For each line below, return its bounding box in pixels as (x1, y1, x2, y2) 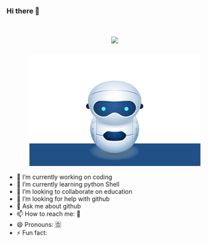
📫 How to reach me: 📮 (16, 209, 81, 218)
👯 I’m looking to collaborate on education (16, 187, 132, 195)
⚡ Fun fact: (16, 228, 47, 237)
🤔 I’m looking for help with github (16, 195, 111, 203)
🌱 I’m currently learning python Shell (16, 180, 119, 188)
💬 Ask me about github (16, 202, 82, 210)
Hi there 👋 (6, 6, 41, 16)
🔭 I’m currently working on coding (16, 173, 113, 181)
